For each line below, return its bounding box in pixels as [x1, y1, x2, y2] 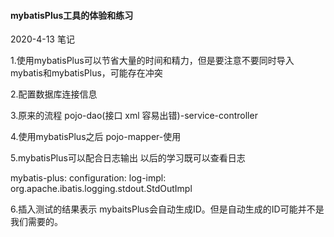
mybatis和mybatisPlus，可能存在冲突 [10, 67, 163, 79]
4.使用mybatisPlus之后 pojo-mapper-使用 [10, 131, 182, 143]
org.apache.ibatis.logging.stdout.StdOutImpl [10, 183, 193, 195]
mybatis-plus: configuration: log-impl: [10, 172, 167, 184]
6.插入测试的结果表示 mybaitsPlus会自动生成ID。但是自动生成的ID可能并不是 [10, 203, 325, 215]
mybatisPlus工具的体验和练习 [10, 9, 134, 21]
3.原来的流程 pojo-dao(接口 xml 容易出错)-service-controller [10, 110, 258, 122]
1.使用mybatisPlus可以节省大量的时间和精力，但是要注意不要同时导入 [10, 55, 295, 67]
